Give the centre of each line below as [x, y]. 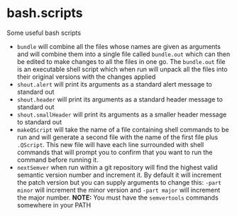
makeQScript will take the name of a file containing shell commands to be [123, 129]
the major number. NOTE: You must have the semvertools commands [118, 198]
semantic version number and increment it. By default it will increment [119, 175]
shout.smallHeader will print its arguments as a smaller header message [122, 114]
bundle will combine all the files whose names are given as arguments [119, 46]
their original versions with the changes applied [86, 77]
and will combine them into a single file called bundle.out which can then [123, 54]
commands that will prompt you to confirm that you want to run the [115, 152]
